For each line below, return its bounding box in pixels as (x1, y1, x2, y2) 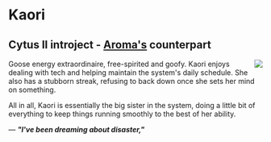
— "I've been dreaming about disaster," (8, 125, 145, 134)
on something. (8, 85, 56, 94)
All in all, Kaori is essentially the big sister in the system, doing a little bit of (8, 101, 256, 110)
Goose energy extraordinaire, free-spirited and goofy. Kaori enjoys (8, 59, 230, 69)
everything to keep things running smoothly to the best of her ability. (8, 109, 236, 119)
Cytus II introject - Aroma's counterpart (8, 38, 211, 52)
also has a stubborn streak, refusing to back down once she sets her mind (8, 77, 256, 86)
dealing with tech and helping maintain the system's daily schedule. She (8, 68, 248, 77)
